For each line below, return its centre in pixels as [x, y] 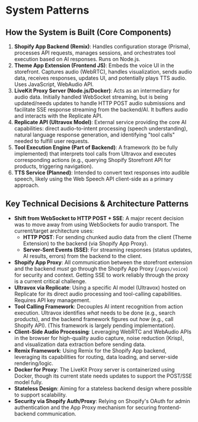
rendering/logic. [34, 363]
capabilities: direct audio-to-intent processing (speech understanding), [101, 128]
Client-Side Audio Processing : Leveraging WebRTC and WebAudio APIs [103, 331]
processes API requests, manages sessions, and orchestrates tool [95, 53]
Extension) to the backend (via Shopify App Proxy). [86, 243]
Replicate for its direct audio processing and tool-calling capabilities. [98, 294]
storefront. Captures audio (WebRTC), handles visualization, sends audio [103, 72]
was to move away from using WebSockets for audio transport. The [96, 224]
